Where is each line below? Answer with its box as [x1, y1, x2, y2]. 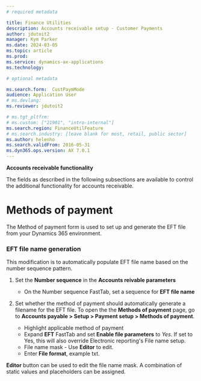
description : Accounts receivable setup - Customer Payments [6, 25, 163, 31]
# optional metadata [6, 75, 58, 81]
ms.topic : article [6, 48, 52, 54]
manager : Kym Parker [6, 37, 58, 43]
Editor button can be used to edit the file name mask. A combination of [6, 362, 182, 369]
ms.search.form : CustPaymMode [6, 86, 85, 92]
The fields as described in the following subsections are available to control [6, 176, 194, 183]
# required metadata [6, 8, 58, 15]
